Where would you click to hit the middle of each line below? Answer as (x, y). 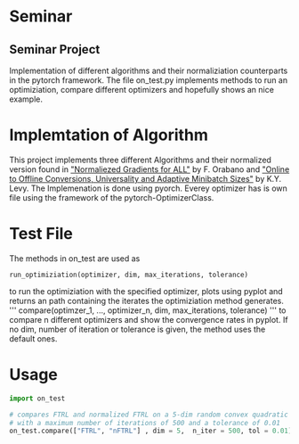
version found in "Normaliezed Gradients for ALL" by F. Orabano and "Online (149, 169)
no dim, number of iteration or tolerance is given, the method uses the (137, 329)
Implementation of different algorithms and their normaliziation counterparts (149, 70)
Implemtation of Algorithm (109, 135)
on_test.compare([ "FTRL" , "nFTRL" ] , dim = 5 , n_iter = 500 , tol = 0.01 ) (151, 431)
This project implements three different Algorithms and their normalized (140, 160)
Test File (41, 234)
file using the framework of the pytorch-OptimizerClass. (112, 197)
